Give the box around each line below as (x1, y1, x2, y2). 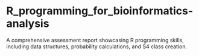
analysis (6, 17, 49, 30)
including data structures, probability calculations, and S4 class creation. (6, 43, 188, 50)
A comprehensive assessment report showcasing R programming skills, (6, 36, 184, 43)
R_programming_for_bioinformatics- (6, 4, 194, 18)
